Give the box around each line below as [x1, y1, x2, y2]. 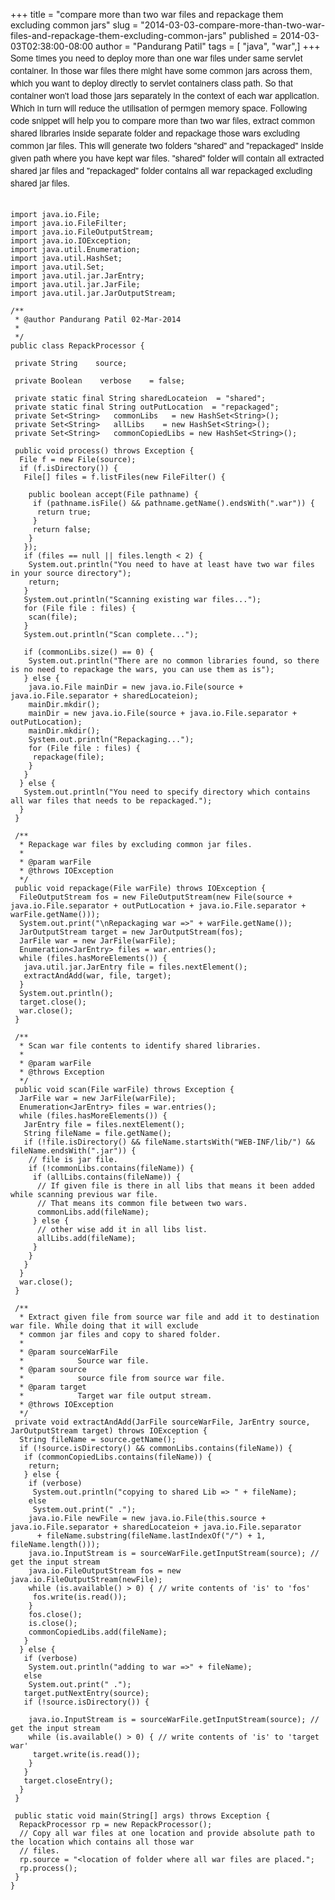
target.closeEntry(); [23, 1776, 114, 1786]
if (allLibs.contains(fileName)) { [32, 1172, 182, 1182]
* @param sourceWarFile [19, 1347, 118, 1357]
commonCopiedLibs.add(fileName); [28, 1627, 168, 1637]
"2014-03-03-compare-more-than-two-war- [140, 19, 326, 31]
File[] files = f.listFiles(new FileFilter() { [23, 472, 226, 482]
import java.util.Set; [10, 262, 105, 272]
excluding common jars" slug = [10, 19, 139, 31]
